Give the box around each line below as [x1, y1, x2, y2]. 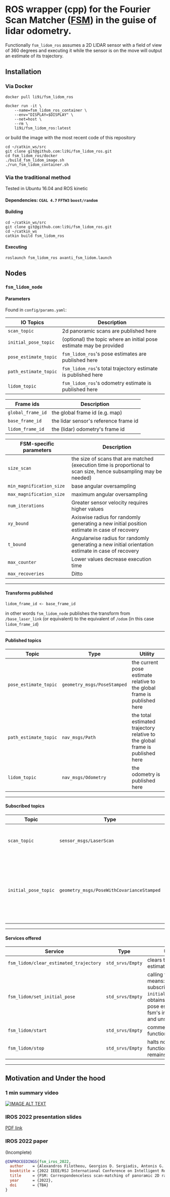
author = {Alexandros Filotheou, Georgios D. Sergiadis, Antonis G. [10, 1163, 164, 1169]
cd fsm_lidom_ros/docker [5, 153, 58, 158]
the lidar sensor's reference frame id [51, 417, 139, 425]
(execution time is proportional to [71, 462, 150, 469]
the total [132, 711, 152, 719]
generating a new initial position [71, 520, 147, 527]
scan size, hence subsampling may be [71, 468, 162, 475]
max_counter [8, 559, 37, 565]
